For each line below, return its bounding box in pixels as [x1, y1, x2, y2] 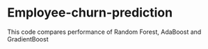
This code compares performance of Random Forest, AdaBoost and [7, 28, 202, 36]
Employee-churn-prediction [7, 5, 173, 21]
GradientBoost [7, 35, 49, 43]
